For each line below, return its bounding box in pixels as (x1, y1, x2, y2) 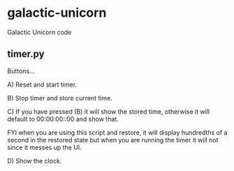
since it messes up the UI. (7, 143, 82, 151)
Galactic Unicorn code (7, 28, 72, 36)
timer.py (7, 48, 45, 60)
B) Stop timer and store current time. (7, 94, 113, 102)
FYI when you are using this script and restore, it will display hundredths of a (7, 128, 228, 137)
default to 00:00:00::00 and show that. (7, 114, 119, 123)
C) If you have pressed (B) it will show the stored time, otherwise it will (7, 107, 210, 116)
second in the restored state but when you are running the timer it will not (7, 135, 219, 144)
